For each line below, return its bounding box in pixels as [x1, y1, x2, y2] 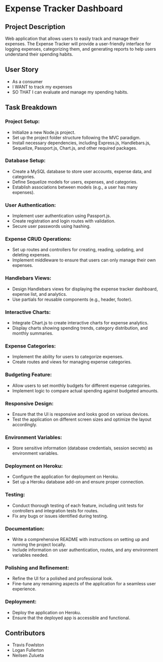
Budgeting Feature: [5, 371, 52, 378]
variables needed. [12, 552, 49, 558]
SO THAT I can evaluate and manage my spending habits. [12, 89, 129, 95]
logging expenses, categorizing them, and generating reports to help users [5, 46, 156, 52]
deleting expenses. [12, 252, 51, 258]
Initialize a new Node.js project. [12, 129, 76, 135]
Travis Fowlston [12, 642, 44, 648]
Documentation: [5, 525, 45, 532]
